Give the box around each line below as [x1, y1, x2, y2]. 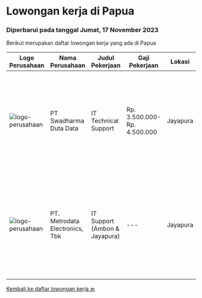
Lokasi [170, 57, 190, 66]
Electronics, [50, 224, 84, 233]
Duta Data [50, 124, 79, 133]
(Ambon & [91, 224, 120, 233]
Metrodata [50, 217, 80, 226]
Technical [91, 116, 119, 125]
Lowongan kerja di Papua [6, 4, 135, 18]
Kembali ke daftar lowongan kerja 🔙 [6, 285, 95, 293]
